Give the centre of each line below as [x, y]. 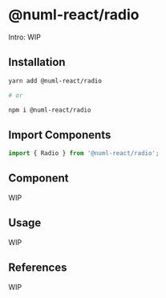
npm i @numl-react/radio [50, 110]
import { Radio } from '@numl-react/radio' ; [84, 153]
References [38, 268]
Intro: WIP [25, 37]
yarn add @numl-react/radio [55, 81]
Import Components [60, 135]
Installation [37, 62]
